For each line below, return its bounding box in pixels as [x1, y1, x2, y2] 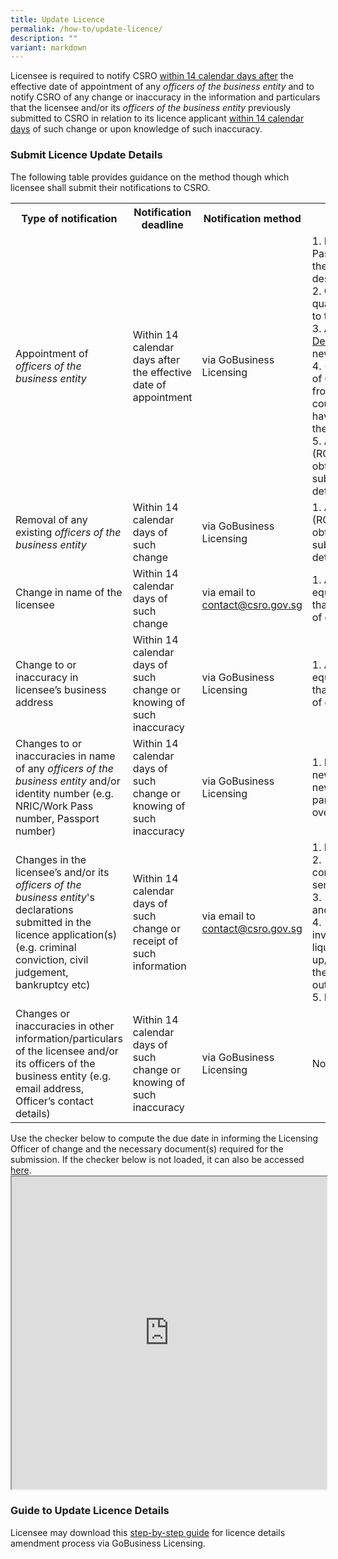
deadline [141, 217, 184, 231]
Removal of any [15, 512, 88, 526]
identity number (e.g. [15, 786, 114, 800]
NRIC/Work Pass [15, 799, 94, 813]
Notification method [203, 211, 302, 225]
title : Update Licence [10, 14, 105, 25]
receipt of [132, 934, 179, 948]
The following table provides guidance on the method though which [10, 171, 290, 183]
